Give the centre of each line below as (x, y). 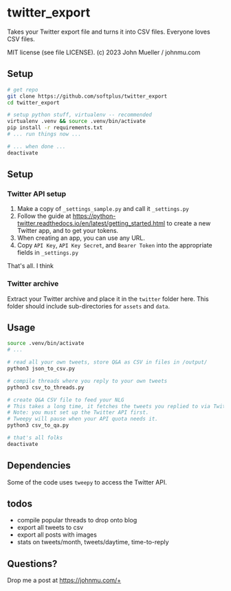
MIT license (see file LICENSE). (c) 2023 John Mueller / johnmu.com (104, 52)
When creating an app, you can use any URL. (81, 238)
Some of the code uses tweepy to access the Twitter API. (87, 482)
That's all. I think (30, 266)
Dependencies (39, 466)
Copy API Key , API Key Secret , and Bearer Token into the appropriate (115, 245)
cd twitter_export (33, 102)
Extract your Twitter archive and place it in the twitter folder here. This (108, 299)
